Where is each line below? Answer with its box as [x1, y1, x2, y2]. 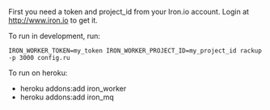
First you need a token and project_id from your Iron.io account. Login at [8, 7, 249, 16]
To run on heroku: [8, 68, 68, 78]
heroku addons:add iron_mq [19, 92, 115, 102]
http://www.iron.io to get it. [8, 15, 99, 25]
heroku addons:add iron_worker [19, 84, 127, 93]
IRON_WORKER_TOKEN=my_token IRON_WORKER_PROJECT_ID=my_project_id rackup [8, 47, 263, 55]
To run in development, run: [8, 32, 101, 40]
